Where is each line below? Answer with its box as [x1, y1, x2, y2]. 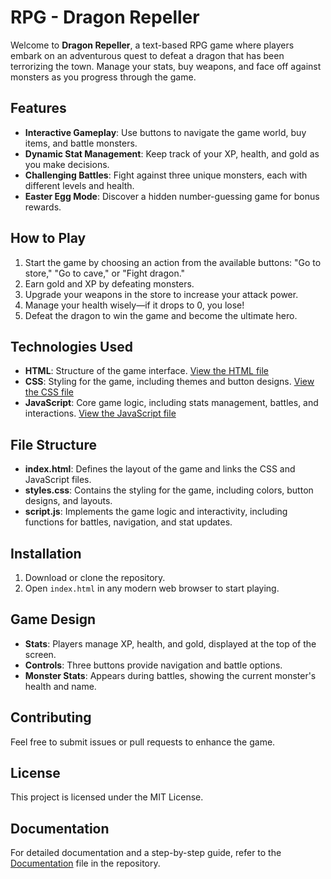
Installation [10, 545, 82, 562]
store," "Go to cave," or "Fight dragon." [24, 267, 186, 279]
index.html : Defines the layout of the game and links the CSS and [24, 463, 296, 475]
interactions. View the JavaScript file [24, 407, 177, 420]
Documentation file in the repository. [10, 857, 161, 870]
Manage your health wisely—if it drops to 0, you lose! [24, 299, 245, 311]
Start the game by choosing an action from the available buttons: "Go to [24, 256, 322, 268]
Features [10, 100, 67, 117]
